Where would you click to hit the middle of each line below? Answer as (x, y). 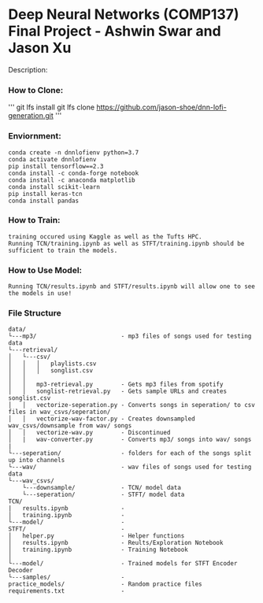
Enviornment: (35, 136)
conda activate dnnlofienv (52, 159)
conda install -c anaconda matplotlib (72, 180)
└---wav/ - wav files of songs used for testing (130, 467)
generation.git (31, 116)
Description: (28, 69)
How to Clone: (36, 90)
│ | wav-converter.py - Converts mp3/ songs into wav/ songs (130, 440)
